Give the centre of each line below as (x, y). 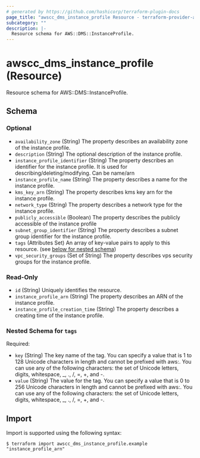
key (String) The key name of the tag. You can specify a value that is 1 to (103, 355)
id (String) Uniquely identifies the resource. (68, 290)
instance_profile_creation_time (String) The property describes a (97, 309)
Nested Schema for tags (42, 330)
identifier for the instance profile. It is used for (71, 166)
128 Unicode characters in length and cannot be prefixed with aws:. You (103, 362)
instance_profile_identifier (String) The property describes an (94, 160)
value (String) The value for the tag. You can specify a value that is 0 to (102, 381)
